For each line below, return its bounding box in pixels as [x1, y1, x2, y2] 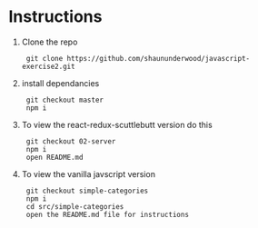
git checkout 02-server [25, 136, 116, 146]
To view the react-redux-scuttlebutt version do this [21, 119, 213, 130]
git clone [25, 54, 64, 63]
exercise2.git [21, 62, 75, 71]
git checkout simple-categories [25, 186, 149, 195]
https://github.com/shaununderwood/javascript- [66, 54, 251, 63]
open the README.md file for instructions [25, 210, 190, 219]
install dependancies [21, 77, 100, 88]
